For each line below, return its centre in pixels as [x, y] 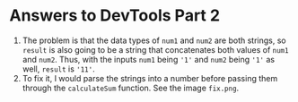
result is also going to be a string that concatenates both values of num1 [155, 49]
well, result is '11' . [59, 69]
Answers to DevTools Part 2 [115, 16]
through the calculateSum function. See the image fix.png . [131, 88]
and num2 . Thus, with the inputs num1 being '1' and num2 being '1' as [149, 59]
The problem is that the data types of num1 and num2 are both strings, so [154, 40]
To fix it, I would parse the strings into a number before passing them [150, 78]
